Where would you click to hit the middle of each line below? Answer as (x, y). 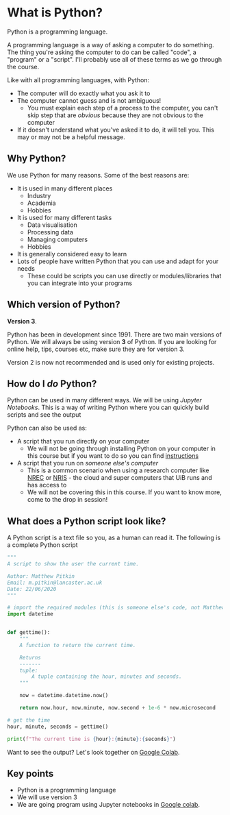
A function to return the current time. (78, 645)
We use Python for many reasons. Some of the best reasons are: (98, 175)
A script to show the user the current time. (73, 564)
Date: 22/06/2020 (32, 589)
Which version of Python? (64, 305)
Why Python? (37, 159)
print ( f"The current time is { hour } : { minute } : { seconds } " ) (91, 739)
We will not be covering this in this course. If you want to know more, (125, 492)
